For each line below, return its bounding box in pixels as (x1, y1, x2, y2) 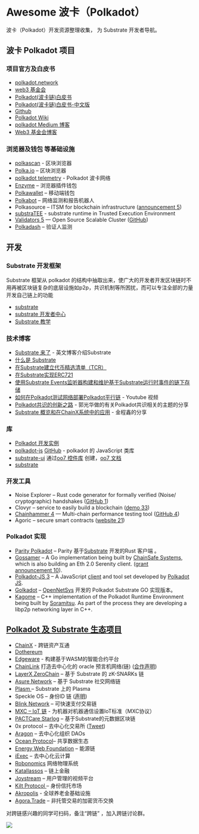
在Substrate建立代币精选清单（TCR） (14, 363, 107, 370)
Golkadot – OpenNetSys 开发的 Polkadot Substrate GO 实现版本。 (14, 586, 176, 594)
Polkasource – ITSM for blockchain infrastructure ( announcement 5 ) (14, 203, 182, 211)
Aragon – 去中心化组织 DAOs (14, 730, 85, 737)
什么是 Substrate (14, 356, 57, 363)
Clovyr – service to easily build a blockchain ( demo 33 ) (14, 504, 150, 511)
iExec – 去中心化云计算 (14, 752, 70, 759)
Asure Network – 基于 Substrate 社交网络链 (14, 678, 121, 685)
